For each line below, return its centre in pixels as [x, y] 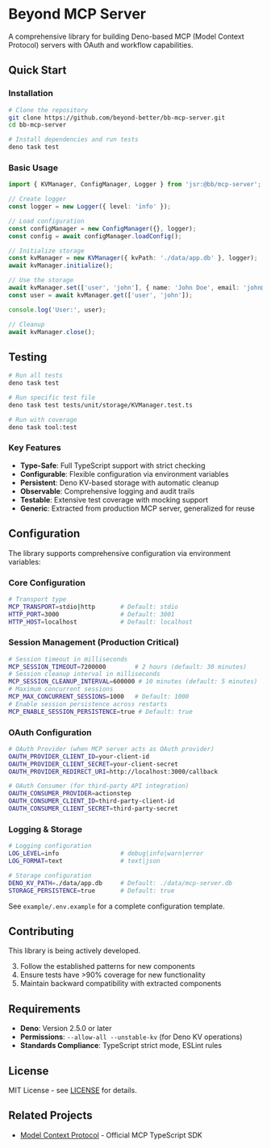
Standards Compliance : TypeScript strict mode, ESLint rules [121, 1046]
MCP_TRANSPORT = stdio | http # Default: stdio [94, 607]
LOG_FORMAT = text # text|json [84, 861]
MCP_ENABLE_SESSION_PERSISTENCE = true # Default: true [101, 712]
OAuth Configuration [50, 733]
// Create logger [38, 199]
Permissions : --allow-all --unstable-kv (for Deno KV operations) [131, 1037]
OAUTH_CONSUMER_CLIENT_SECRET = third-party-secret [94, 809]
